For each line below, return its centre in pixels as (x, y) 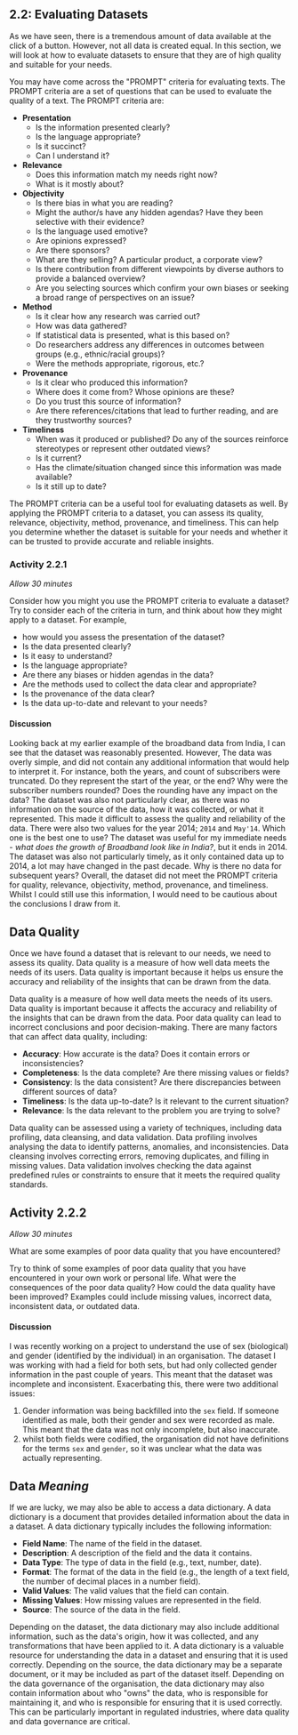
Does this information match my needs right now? (126, 174)
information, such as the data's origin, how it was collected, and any (134, 1636)
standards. (29, 1185)
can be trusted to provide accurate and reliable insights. (112, 541)
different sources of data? (69, 1092)
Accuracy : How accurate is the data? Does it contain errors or (136, 1054)
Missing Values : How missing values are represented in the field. (141, 1600)
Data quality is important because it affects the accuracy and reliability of (143, 1008)
